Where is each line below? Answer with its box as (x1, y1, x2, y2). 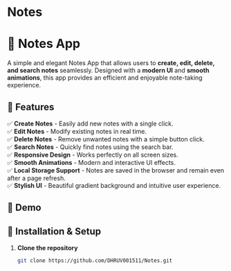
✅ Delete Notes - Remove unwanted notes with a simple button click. (7, 134, 205, 143)
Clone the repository (17, 244, 78, 252)
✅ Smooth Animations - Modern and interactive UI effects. (7, 158, 176, 166)
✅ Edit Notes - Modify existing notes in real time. (7, 127, 147, 135)
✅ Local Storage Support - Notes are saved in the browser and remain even (7, 166, 225, 174)
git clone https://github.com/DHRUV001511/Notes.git (17, 257, 173, 264)
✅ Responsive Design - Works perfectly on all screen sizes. (7, 150, 178, 159)
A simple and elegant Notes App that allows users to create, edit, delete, (7, 59, 215, 67)
